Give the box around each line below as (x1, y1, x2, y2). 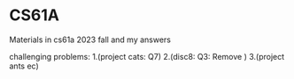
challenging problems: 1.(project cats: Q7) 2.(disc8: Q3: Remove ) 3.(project (9, 51, 285, 61)
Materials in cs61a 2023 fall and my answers (9, 34, 171, 45)
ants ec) (9, 61, 40, 71)
